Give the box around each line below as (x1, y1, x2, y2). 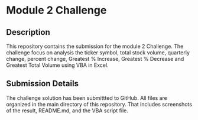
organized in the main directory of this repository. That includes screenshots (6, 100, 192, 108)
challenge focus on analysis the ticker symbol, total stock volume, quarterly (6, 49, 190, 56)
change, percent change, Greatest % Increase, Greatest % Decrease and (6, 56, 184, 62)
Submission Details (6, 79, 79, 89)
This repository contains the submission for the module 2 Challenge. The (6, 43, 184, 50)
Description (6, 27, 50, 37)
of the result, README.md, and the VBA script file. (6, 107, 129, 114)
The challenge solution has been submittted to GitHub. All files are (6, 94, 167, 101)
